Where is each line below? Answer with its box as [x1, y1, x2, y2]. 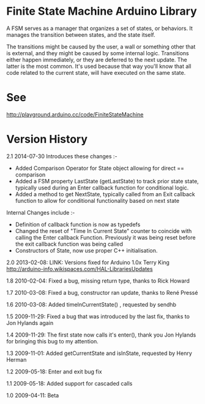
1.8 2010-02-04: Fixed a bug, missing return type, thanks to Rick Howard [6, 277, 190, 284]
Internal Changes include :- [6, 208, 75, 216]
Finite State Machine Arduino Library [6, 4, 197, 18]
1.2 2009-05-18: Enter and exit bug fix [6, 368, 102, 375]
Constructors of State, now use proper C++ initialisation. [15, 246, 158, 254]
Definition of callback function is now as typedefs [15, 221, 141, 228]
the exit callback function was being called [15, 240, 124, 248]
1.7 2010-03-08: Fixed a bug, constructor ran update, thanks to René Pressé [6, 289, 198, 296]
